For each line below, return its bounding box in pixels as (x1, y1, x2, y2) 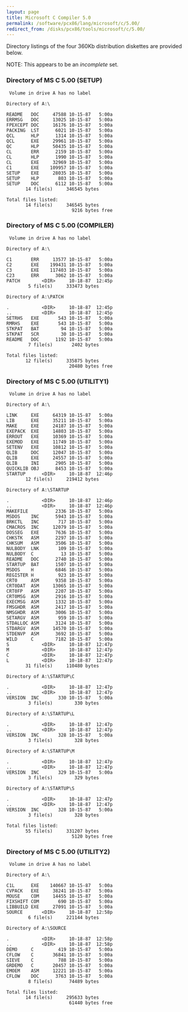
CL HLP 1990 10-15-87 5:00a (6, 154, 113, 160)
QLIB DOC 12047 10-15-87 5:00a (6, 450, 113, 456)
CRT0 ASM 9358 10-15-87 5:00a (6, 578, 113, 584)
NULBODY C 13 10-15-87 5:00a (6, 551, 113, 557)
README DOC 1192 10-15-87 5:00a (6, 336, 113, 342)
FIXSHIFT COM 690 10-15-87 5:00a (6, 899, 113, 905)
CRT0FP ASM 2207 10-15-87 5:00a (6, 589, 113, 595)
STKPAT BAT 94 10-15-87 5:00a (6, 325, 113, 332)
